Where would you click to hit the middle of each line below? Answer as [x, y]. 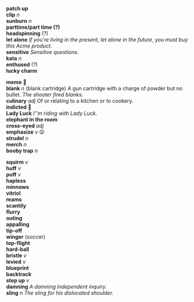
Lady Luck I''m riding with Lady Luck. [52, 113]
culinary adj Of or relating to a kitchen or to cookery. [70, 101]
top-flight [18, 243]
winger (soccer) [26, 237]
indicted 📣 [19, 107]
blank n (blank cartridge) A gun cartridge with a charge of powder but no [94, 88]
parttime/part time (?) [33, 27]
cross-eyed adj [25, 126]
